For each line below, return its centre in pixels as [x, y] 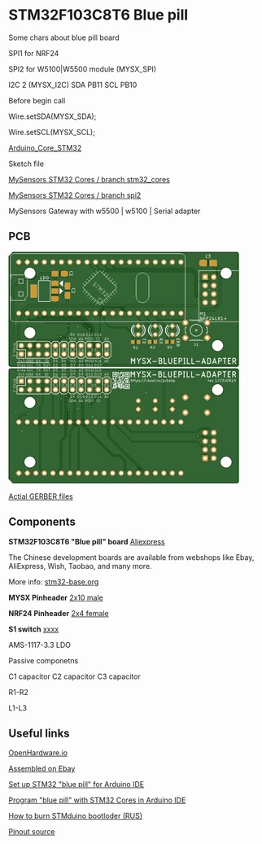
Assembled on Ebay [42, 769]
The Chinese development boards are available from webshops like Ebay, [131, 557]
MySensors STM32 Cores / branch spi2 [75, 195]
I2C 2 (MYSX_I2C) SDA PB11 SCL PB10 [73, 85]
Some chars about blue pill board [64, 37]
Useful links [39, 733]
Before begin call [37, 100]
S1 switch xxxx [34, 629]
